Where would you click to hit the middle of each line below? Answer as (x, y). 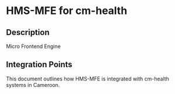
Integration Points (39, 65)
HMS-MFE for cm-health (66, 11)
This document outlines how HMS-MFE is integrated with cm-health (87, 79)
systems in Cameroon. (33, 85)
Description (28, 32)
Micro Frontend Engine (34, 46)
